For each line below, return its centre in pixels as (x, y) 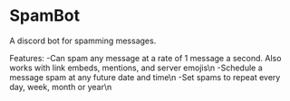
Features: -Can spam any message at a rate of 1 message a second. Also (145, 58)
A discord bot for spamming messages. (83, 41)
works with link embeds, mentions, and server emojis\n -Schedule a (136, 68)
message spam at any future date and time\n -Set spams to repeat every (145, 77)
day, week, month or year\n (61, 87)
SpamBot (45, 16)
